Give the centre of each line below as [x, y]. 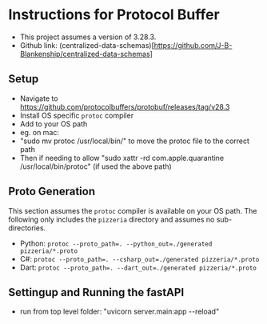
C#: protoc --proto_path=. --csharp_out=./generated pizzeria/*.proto [139, 258]
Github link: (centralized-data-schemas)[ [87, 45]
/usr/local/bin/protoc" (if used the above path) [96, 166]
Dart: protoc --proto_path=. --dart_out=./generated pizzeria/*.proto [138, 267]
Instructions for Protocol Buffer [114, 15]
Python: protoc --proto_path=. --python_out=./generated [116, 243]
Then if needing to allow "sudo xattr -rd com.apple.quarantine [122, 158]
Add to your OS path [54, 124]
